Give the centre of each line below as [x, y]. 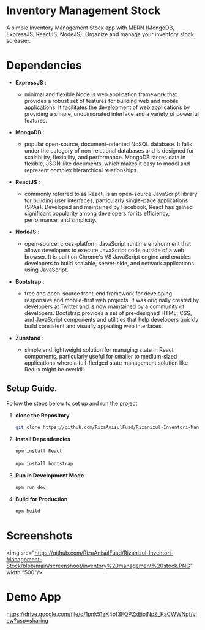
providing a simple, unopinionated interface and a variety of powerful [111, 113]
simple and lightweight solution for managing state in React [99, 349]
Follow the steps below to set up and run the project [72, 403]
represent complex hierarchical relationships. [81, 170]
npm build [28, 511]
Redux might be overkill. [55, 369]
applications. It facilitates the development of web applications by [107, 107]
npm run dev [30, 488]
